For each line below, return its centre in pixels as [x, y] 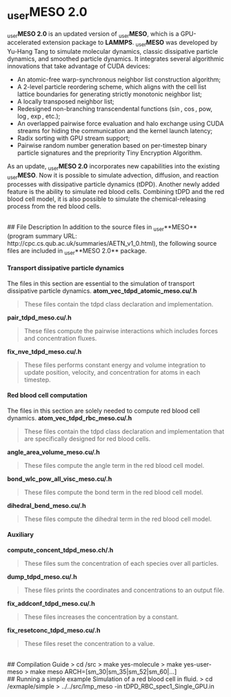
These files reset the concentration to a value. [89, 643]
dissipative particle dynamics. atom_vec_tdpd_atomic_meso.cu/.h [102, 291]
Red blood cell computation [47, 395]
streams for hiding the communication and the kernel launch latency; [115, 131]
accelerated [24, 43]
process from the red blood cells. [54, 206]
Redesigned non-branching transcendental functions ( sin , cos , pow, [114, 109]
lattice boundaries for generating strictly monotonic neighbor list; [109, 95]
